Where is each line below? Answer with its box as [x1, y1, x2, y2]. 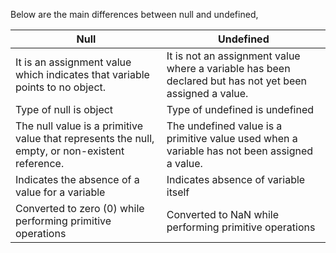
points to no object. [15, 80, 107, 94]
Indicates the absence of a [15, 173, 140, 186]
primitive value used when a [166, 132, 298, 145]
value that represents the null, [15, 132, 155, 145]
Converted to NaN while [166, 208, 280, 221]
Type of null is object [15, 103, 114, 116]
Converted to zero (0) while [15, 202, 145, 215]
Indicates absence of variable [166, 173, 306, 186]
